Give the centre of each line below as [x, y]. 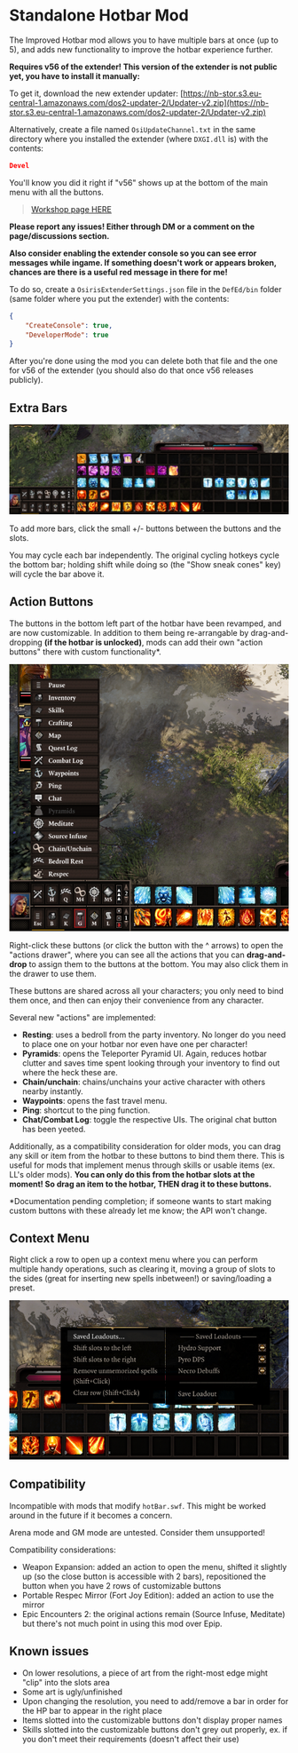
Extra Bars [39, 408]
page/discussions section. [59, 235]
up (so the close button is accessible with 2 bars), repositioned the [144, 1576]
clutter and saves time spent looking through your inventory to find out [151, 1063]
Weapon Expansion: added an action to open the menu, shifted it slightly [154, 1567]
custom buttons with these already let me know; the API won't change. [138, 1210]
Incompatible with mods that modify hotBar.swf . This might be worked [137, 1505]
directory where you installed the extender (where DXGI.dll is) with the [139, 139]
